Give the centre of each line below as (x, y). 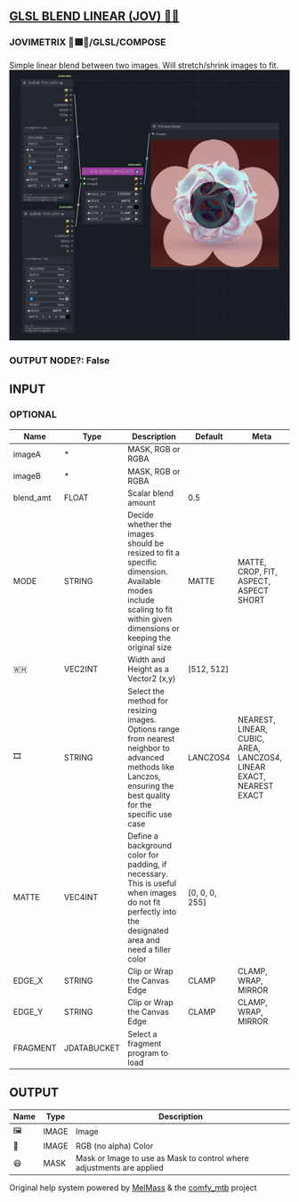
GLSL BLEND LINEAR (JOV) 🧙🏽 (94, 16)
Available (144, 581)
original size (149, 647)
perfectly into (152, 911)
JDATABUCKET (92, 1048)
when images (152, 892)
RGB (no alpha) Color (114, 1146)
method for (148, 701)
